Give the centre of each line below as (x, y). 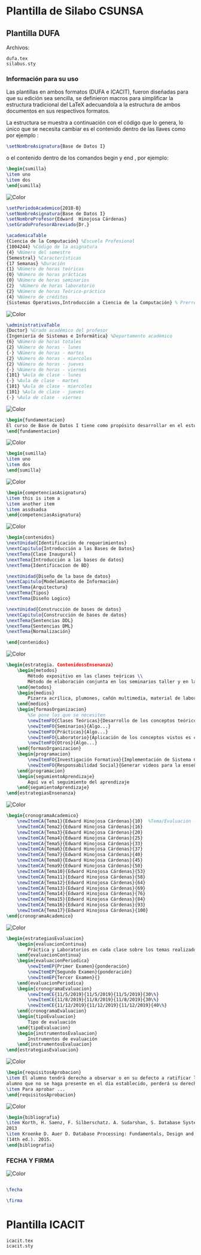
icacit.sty (20, 1246)
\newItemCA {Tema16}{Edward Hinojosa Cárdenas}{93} (81, 905)
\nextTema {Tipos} (28, 593)
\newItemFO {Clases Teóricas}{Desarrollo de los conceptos (101, 720)
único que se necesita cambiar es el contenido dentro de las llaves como (96, 129)
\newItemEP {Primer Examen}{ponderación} (79, 966)
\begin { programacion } (44, 754)
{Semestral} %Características (44, 258)
